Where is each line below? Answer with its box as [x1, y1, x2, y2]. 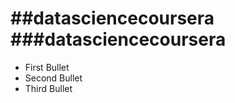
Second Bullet [24, 72, 83, 84]
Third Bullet [24, 82, 73, 94]
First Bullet [24, 61, 70, 73]
